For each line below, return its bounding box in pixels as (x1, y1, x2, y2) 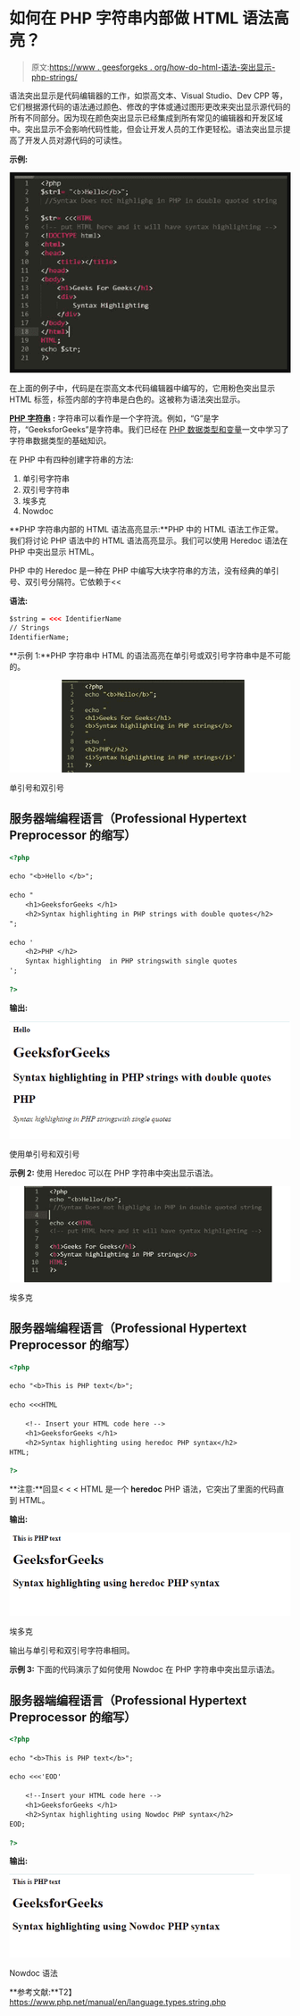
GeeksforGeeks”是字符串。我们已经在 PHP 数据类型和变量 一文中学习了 (28, 423, 289, 434)
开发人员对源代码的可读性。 (24, 135, 127, 146)
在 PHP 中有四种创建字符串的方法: (9, 454, 134, 464)
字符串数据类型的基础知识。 (9, 435, 112, 446)
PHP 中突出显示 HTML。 (9, 546, 100, 556)
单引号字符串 (21, 473, 70, 483)
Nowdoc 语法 (9, 1968, 58, 1978)
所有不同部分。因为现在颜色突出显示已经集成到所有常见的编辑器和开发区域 (9, 113, 283, 123)
